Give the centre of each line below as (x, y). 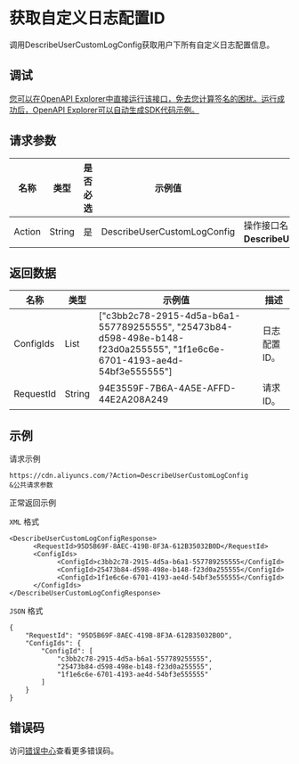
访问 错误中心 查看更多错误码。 (64, 751)
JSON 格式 (26, 611)
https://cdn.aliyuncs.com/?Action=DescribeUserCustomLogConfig (129, 476)
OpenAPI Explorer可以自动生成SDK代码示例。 (116, 110)
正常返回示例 (32, 503)
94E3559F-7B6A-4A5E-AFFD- (167, 389)
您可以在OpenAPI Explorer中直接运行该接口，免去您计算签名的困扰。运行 (143, 98)
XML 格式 (24, 522)
